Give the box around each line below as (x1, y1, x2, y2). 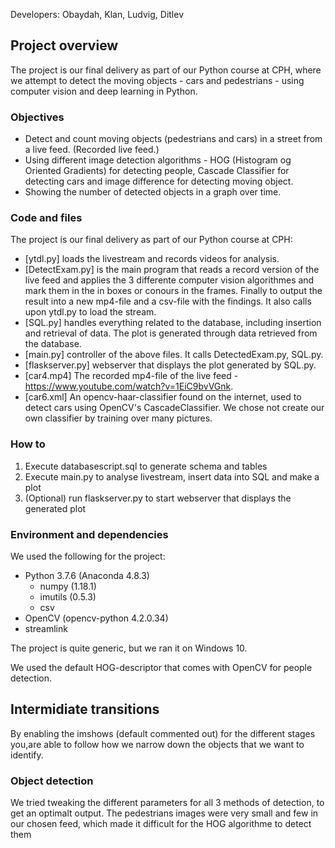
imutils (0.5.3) (39, 591, 97, 603)
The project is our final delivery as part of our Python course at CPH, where (10, 64, 322, 76)
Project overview (10, 37, 119, 54)
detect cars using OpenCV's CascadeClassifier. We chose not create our (24, 402, 325, 414)
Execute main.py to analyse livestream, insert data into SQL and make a (24, 470, 320, 483)
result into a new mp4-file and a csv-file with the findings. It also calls (24, 295, 312, 308)
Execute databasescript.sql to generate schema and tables (24, 460, 268, 472)
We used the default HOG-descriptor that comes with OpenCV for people (10, 662, 313, 673)
